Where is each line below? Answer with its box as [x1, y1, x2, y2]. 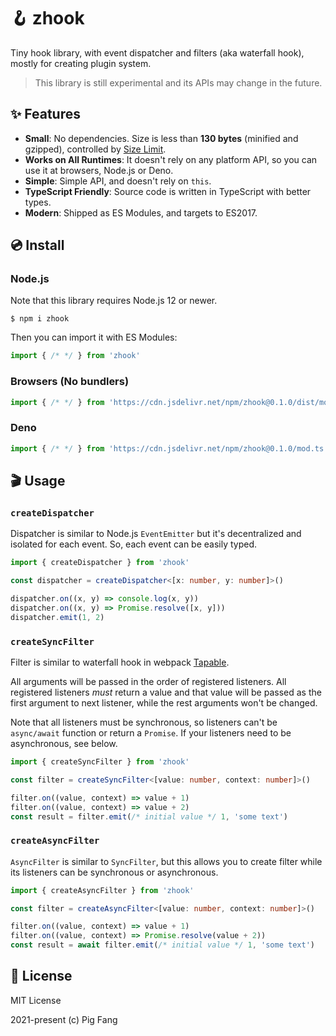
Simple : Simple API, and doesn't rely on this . [24, 175, 212, 187]
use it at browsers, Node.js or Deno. [24, 164, 174, 176]
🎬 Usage [10, 473, 66, 490]
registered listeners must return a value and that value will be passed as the [10, 686, 322, 699]
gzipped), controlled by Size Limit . [24, 143, 167, 155]
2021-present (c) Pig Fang [10, 1013, 118, 1025]
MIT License [10, 994, 62, 1006]
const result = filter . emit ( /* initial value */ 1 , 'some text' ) [10, 811, 288, 822]
